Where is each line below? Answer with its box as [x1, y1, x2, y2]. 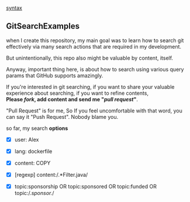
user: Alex [14, 136, 39, 143]
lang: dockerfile [14, 148, 53, 155]
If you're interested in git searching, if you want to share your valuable [6, 83, 175, 90]
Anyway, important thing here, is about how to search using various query [6, 66, 184, 73]
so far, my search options [6, 125, 68, 132]
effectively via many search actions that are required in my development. [6, 43, 182, 50]
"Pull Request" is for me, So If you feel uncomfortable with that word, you [6, 107, 182, 114]
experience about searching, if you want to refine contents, [6, 90, 149, 97]
